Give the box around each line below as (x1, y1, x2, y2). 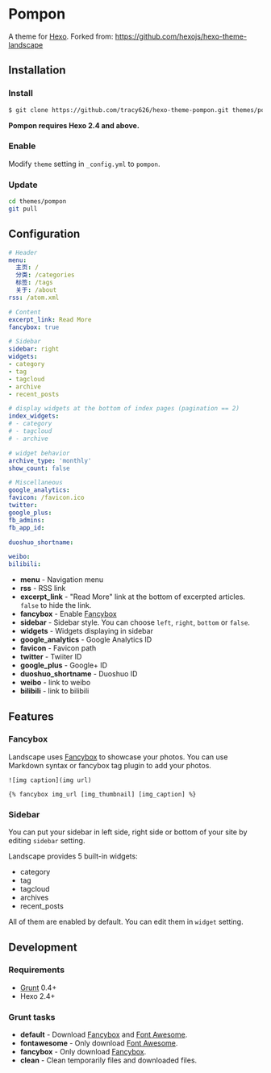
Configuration (8, 227, 81, 241)
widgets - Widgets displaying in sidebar (19, 626, 153, 636)
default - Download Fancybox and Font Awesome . (19, 1029, 188, 1040)
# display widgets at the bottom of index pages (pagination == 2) (8, 405, 240, 413)
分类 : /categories (15, 271, 75, 279)
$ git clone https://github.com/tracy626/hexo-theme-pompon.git (8, 106, 229, 114)
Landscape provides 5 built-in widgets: (8, 851, 139, 861)
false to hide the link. (19, 601, 92, 610)
